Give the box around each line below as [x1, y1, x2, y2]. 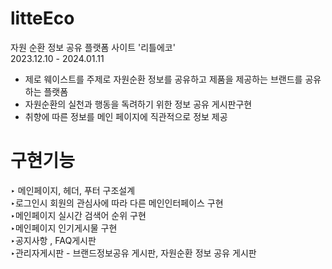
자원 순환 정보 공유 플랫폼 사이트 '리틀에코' [10, 41, 176, 53]
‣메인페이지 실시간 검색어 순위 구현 [10, 209, 147, 221]
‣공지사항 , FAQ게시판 [10, 234, 97, 246]
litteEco [10, 7, 75, 30]
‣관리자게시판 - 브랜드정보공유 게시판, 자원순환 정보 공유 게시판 [10, 247, 257, 259]
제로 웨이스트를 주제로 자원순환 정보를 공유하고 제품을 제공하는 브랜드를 [24, 73, 303, 85]
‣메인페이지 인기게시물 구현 [10, 222, 118, 234]
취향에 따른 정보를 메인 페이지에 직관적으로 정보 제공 [24, 110, 228, 122]
